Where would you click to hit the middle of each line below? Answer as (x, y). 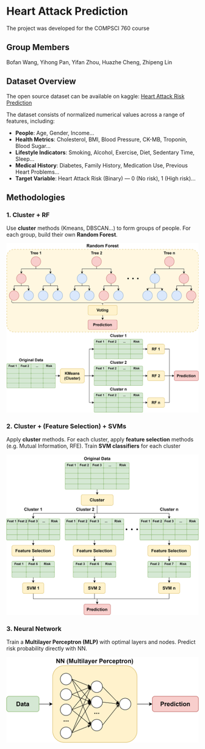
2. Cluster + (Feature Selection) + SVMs (67, 426)
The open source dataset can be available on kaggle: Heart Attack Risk (95, 96)
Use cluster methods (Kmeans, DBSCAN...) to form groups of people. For (99, 228)
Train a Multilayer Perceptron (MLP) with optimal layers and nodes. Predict (101, 642)
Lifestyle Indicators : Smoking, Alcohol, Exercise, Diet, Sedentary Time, (105, 152)
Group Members (38, 47)
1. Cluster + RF (28, 215)
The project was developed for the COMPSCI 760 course (78, 28)
